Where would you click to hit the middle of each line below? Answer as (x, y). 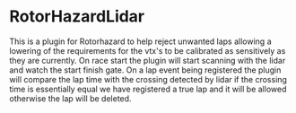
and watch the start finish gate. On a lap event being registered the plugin (145, 70)
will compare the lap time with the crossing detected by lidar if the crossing (148, 79)
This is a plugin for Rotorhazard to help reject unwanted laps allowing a (140, 41)
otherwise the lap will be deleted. (70, 98)
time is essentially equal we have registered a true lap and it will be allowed (148, 89)
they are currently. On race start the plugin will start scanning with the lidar (148, 60)
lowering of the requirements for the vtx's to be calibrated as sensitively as (148, 50)
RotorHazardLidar (77, 17)
